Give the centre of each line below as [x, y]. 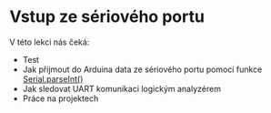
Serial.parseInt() [53, 78]
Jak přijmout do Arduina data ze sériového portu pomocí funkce [142, 69]
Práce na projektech [60, 98]
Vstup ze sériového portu [107, 17]
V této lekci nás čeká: [50, 42]
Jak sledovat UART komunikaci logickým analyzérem [121, 88]
